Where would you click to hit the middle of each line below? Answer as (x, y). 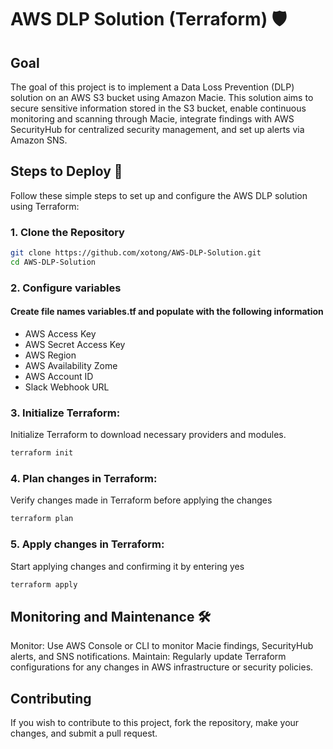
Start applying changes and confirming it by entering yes (127, 566)
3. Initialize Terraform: (65, 413)
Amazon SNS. (39, 140)
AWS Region (50, 355)
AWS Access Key (60, 333)
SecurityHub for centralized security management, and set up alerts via (157, 129)
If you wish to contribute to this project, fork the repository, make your (155, 723)
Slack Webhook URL (67, 387)
